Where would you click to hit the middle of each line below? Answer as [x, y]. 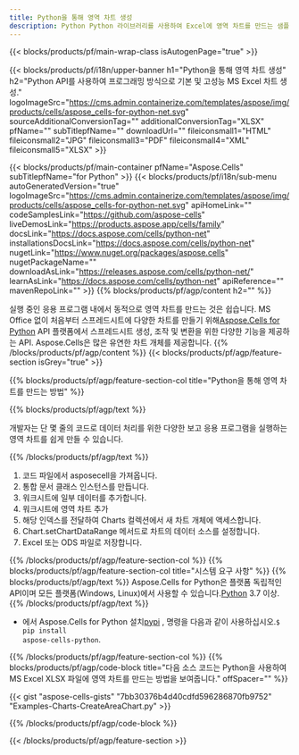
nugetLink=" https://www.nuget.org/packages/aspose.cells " [119, 252]
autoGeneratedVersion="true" [64, 186]
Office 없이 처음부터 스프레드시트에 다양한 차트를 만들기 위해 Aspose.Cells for [145, 320]
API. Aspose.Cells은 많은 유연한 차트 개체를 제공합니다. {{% [124, 342]
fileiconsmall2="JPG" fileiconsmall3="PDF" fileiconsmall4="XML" [129, 140]
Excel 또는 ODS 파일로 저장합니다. [82, 542]
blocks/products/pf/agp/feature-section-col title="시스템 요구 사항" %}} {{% [148, 570]
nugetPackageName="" [53, 262]
